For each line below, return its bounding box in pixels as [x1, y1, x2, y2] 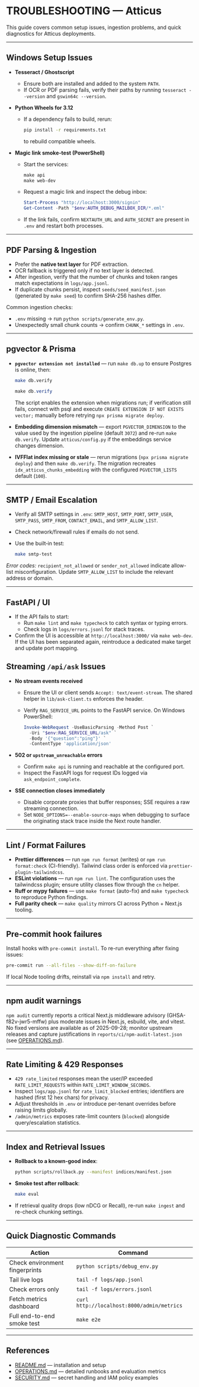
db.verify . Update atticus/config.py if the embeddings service [14, 435, 172, 442]
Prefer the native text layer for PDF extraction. [14, 261, 129, 268]
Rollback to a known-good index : [14, 1158, 98, 1165]
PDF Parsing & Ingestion [6, 245, 97, 255]
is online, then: [14, 366, 51, 373]
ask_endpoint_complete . [23, 776, 81, 783]
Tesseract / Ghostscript [14, 68, 75, 75]
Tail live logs [9, 1275, 43, 1283]
